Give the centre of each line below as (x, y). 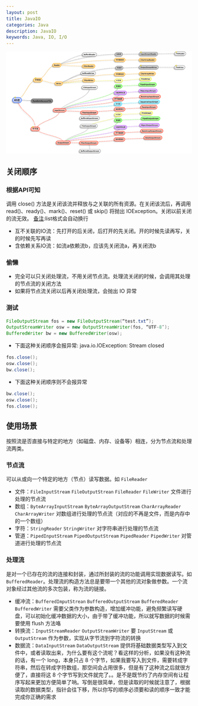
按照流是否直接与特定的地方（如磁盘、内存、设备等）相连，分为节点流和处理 (99, 441)
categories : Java (27, 25)
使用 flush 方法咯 (40, 623)
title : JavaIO (24, 19)
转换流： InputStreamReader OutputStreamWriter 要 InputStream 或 (94, 631)
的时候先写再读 (33, 238)
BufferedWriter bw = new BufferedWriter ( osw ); (64, 334)
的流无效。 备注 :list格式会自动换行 (47, 218)
